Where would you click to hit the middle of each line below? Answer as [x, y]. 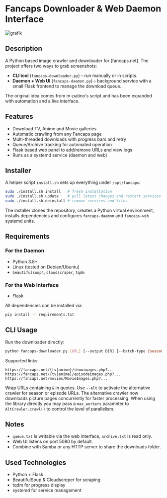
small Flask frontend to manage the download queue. [67, 86]
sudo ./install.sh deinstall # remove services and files [66, 201]
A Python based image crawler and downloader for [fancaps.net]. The [77, 61]
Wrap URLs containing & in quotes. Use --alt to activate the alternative [78, 388]
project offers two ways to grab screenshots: [51, 66]
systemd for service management [47, 491]
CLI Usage [21, 330]
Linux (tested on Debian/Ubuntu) [46, 267]
